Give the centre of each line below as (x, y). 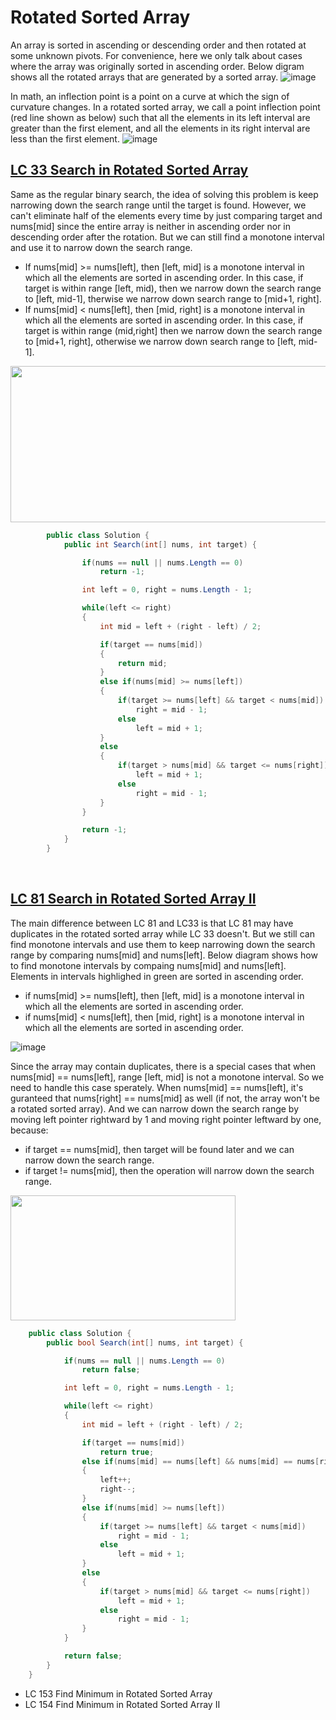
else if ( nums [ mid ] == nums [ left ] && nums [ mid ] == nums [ (200, 1461)
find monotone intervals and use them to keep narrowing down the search (163, 944)
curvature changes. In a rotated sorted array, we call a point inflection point (165, 107)
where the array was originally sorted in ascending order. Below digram (157, 66)
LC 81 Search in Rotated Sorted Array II (133, 899)
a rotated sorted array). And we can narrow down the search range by (155, 1108)
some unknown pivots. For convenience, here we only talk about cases (156, 55)
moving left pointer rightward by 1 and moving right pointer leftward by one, (166, 1119)
